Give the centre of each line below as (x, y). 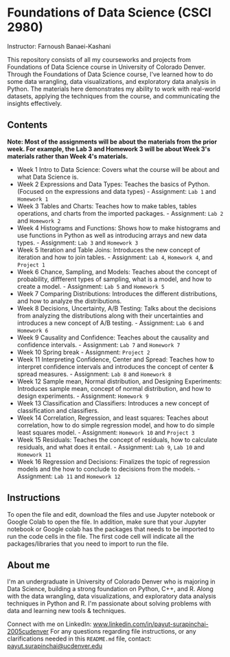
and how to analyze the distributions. (69, 301)
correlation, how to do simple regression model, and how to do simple (116, 425)
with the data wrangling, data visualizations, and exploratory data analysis (112, 597)
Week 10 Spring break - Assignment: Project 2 (83, 352)
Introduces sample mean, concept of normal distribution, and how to (114, 388)
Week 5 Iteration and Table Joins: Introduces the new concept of (108, 249)
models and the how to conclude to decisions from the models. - (108, 469)
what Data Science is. (48, 177)
